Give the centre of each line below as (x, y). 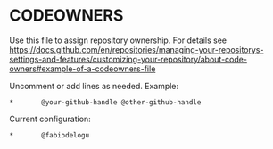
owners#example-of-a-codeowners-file (83, 69)
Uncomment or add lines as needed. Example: (94, 86)
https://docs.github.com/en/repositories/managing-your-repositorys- (136, 49)
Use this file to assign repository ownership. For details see (118, 40)
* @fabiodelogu (50, 135)
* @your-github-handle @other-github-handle (105, 102)
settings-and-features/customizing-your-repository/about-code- (128, 59)
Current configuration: (50, 119)
